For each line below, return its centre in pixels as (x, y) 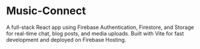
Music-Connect (46, 11)
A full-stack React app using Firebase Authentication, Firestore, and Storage (100, 27)
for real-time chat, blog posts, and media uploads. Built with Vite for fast (95, 33)
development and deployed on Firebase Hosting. (66, 40)
